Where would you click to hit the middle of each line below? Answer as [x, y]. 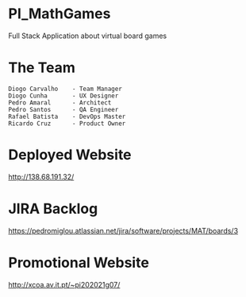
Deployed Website [70, 155]
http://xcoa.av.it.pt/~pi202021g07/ [64, 284]
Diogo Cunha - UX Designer [63, 96]
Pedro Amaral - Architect [60, 103]
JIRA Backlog [53, 209]
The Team [42, 68]
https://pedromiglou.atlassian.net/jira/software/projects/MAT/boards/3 [123, 230]
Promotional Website [79, 263]
